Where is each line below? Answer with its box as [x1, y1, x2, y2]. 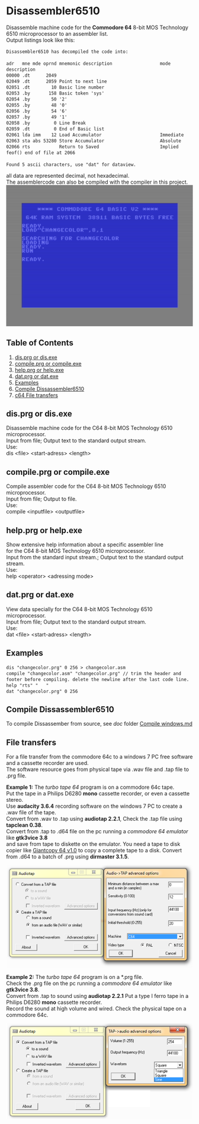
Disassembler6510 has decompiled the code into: [6, 49, 129, 55]
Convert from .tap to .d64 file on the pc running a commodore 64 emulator [6, 828, 188, 835]
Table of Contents [6, 338, 74, 348]
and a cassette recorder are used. [6, 760, 89, 767]
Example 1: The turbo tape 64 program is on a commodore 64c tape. [6, 783, 175, 791]
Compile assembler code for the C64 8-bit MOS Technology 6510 [6, 483, 166, 490]
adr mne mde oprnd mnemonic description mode [6, 61, 171, 67]
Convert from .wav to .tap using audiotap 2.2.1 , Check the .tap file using [6, 816, 182, 823]
